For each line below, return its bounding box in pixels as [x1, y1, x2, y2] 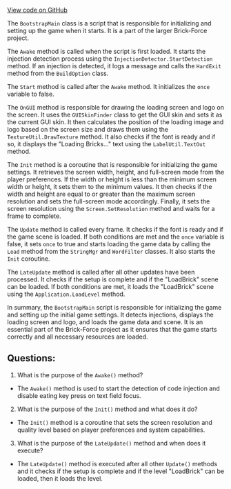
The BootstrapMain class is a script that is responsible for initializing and [7, 19, 212, 27]
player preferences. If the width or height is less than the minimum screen [7, 175, 217, 183]
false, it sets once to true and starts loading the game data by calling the [7, 240, 211, 248]
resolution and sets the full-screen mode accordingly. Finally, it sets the [7, 197, 210, 206]
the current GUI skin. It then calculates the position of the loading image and [7, 118, 224, 126]
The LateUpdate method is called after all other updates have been [7, 268, 195, 276]
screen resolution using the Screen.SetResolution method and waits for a [7, 205, 215, 212]
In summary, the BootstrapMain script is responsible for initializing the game [7, 303, 222, 311]
